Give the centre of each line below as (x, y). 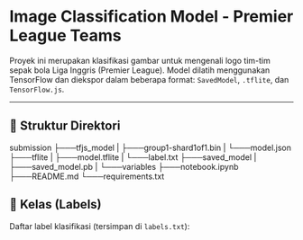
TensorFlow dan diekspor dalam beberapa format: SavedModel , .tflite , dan (149, 79)
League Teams (65, 36)
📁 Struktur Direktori (65, 126)
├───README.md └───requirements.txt (87, 176)
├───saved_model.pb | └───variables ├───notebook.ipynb (124, 166)
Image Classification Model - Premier (151, 17)
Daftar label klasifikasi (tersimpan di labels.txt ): (100, 226)
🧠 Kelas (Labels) (55, 204)
